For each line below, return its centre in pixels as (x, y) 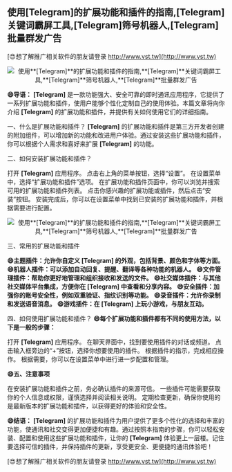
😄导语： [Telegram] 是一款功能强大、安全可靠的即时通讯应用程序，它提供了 (116, 94)
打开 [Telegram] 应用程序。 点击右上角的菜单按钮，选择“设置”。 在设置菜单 (114, 173)
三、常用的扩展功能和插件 (43, 246)
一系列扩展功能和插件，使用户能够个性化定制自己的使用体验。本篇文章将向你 (116, 103)
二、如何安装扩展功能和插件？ (49, 158)
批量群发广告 (35, 38)
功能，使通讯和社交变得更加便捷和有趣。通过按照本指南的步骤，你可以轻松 (113, 429)
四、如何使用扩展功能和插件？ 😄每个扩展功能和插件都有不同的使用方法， (111, 318)
